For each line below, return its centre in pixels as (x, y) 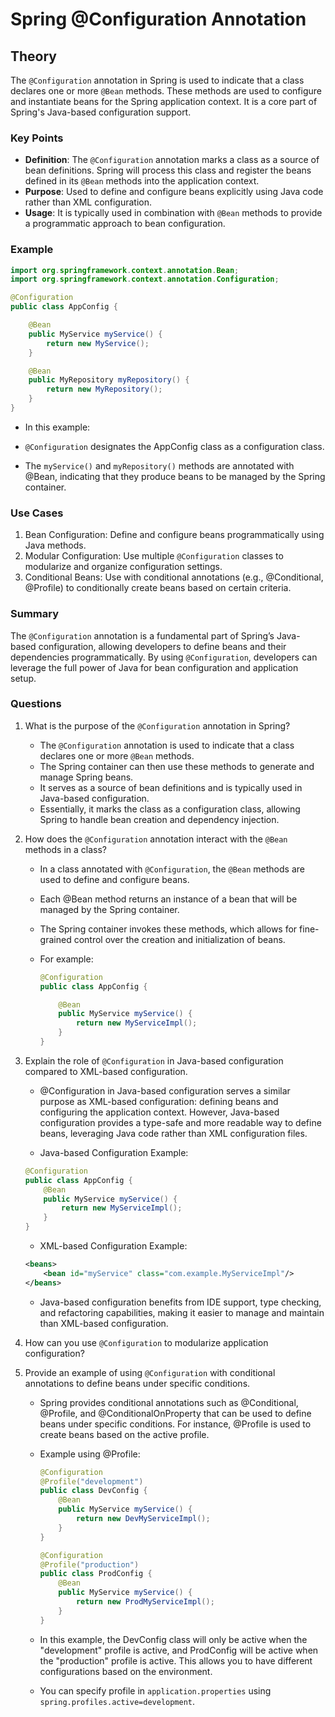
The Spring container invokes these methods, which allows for (168, 929)
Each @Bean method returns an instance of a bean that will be (168, 899)
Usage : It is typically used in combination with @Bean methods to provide (173, 213)
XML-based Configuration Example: (113, 1246)
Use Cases (37, 513)
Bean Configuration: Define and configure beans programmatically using (174, 535)
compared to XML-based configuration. (106, 1071)
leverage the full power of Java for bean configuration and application (154, 667)
